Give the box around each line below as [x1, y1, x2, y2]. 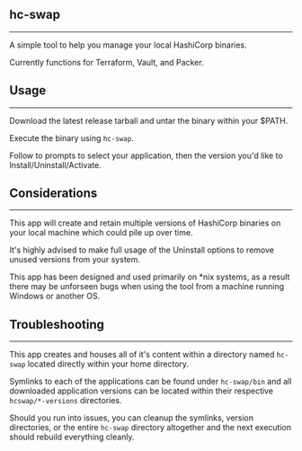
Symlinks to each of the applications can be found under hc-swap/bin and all [9, 376, 292, 387]
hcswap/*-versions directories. [9, 395, 123, 406]
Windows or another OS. [9, 291, 101, 302]
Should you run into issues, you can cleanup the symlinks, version [9, 412, 254, 423]
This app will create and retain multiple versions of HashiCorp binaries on [9, 217, 281, 228]
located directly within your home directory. [27, 358, 190, 369]
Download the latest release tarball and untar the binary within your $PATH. [9, 115, 289, 126]
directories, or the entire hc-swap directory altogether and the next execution [9, 422, 292, 433]
